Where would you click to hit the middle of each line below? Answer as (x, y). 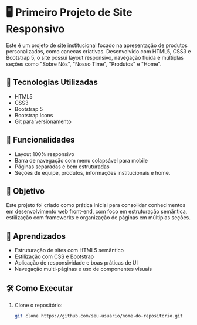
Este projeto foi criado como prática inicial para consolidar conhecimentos (96, 205)
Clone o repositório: (38, 305)
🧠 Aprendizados (36, 236)
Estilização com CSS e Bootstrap (54, 256)
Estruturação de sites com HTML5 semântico (69, 250)
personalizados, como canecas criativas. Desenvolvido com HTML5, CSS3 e (98, 51)
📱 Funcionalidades (40, 140)
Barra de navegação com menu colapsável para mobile (81, 160)
